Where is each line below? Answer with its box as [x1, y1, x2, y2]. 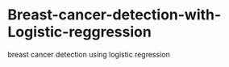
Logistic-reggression [7, 23, 152, 41]
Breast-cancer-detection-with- [7, 6, 222, 24]
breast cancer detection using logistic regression [7, 49, 170, 59]
